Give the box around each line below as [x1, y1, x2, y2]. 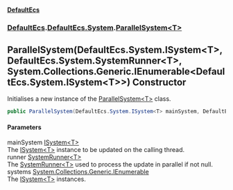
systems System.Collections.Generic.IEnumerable [7, 168, 149, 176]
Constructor [132, 76, 187, 88]
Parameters [7, 123, 42, 131]
